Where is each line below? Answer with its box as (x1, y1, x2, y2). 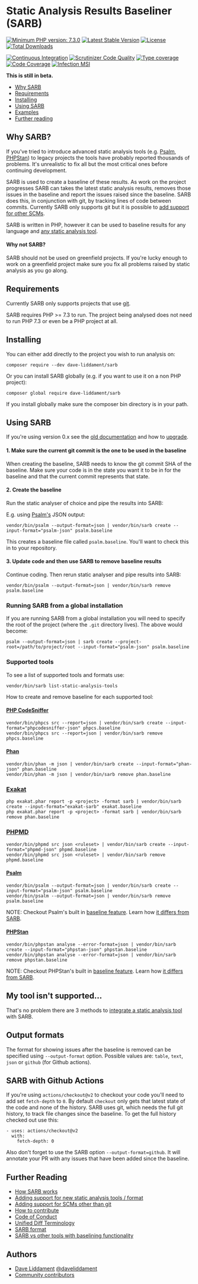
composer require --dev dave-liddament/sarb (6, 362, 118, 368)
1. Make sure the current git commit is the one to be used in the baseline (6, 446, 187, 454)
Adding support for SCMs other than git (14, 1200, 111, 1208)
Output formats (6, 1030, 65, 1040)
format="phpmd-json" (6, 847, 58, 852)
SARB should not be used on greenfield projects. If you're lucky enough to (6, 254, 188, 261)
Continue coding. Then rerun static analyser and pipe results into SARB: (6, 571, 182, 578)
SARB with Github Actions (6, 1076, 104, 1086)
